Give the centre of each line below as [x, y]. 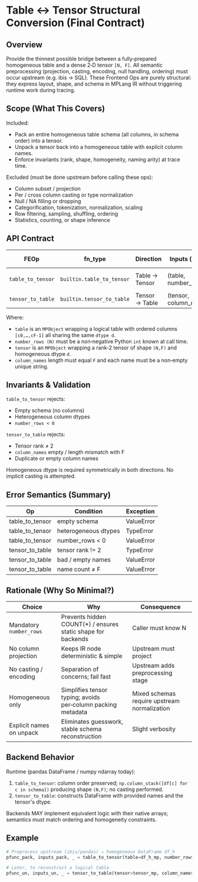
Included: [18, 123]
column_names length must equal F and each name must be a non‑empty [101, 360]
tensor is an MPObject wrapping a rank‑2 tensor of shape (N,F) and [96, 347]
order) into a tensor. [39, 141]
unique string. [32, 366]
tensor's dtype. [33, 802]
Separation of [80, 669]
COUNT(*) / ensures [90, 625]
